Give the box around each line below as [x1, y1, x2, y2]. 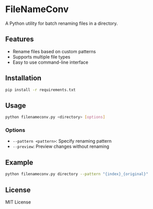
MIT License [5, 199, 31, 205]
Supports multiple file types [12, 54, 70, 60]
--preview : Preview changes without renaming [12, 143, 109, 150]
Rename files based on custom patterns [12, 48, 96, 54]
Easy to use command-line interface [12, 59, 89, 65]
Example [5, 158, 33, 166]
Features [5, 35, 34, 44]
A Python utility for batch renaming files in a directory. [5, 20, 118, 26]
